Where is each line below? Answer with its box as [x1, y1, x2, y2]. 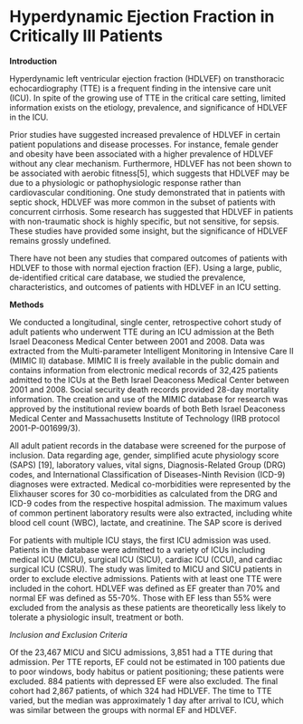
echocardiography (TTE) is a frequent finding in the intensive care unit [9, 82, 271, 93]
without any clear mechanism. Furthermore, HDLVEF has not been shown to [9, 158, 292, 169]
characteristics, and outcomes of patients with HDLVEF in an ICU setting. [9, 281, 281, 292]
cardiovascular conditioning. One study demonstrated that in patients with [9, 187, 286, 198]
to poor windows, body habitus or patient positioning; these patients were [9, 666, 285, 677]
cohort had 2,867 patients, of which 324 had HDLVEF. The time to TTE [9, 685, 272, 696]
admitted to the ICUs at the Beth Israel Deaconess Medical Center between [9, 374, 289, 385]
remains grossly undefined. [9, 235, 111, 246]
